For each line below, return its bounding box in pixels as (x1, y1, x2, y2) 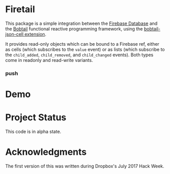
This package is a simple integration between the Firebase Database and (5, 20, 158, 26)
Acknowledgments (5, 146, 87, 158)
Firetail (5, 4, 36, 15)
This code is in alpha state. (5, 128, 61, 134)
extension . (24, 31, 47, 37)
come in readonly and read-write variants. (5, 57, 93, 63)
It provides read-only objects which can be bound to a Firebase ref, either (5, 41, 160, 47)
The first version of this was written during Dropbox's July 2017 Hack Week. (5, 163, 164, 169)
